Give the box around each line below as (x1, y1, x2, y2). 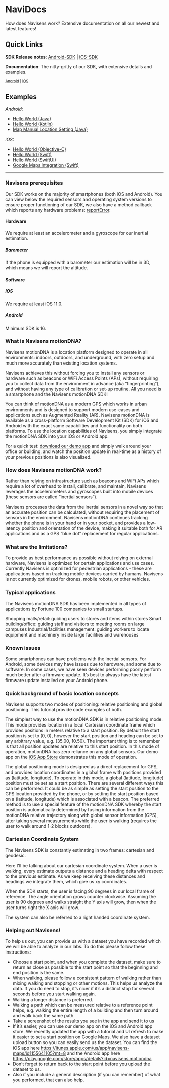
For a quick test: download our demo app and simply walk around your (5, 443, 152, 449)
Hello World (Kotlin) (12, 121, 53, 127)
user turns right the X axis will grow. (5, 904, 79, 911)
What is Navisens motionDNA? (5, 338, 82, 345)
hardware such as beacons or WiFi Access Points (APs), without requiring (5, 375, 158, 381)
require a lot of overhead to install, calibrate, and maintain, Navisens (5, 483, 146, 489)
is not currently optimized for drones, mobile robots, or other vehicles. (5, 576, 150, 582)
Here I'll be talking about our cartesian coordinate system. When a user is (5, 862, 157, 868)
